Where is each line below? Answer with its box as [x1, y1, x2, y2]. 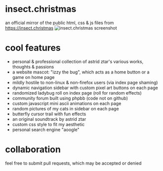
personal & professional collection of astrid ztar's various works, [12, 58, 144, 65]
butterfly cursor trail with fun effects [12, 111, 86, 117]
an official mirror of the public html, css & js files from [5, 20, 114, 26]
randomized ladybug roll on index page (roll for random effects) [12, 90, 142, 96]
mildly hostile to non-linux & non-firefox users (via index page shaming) [12, 79, 158, 85]
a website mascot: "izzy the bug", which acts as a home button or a [12, 69, 150, 75]
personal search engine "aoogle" [12, 127, 80, 133]
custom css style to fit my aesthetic [12, 121, 85, 127]
